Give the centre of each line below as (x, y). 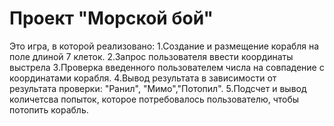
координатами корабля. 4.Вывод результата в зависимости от (143, 78)
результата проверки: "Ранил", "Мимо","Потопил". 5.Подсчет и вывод (158, 88)
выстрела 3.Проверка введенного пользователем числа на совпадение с (167, 67)
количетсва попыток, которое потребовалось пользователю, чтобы (154, 99)
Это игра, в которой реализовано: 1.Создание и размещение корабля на (164, 46)
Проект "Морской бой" (111, 18)
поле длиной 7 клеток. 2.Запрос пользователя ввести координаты (151, 56)
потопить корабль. (49, 109)
